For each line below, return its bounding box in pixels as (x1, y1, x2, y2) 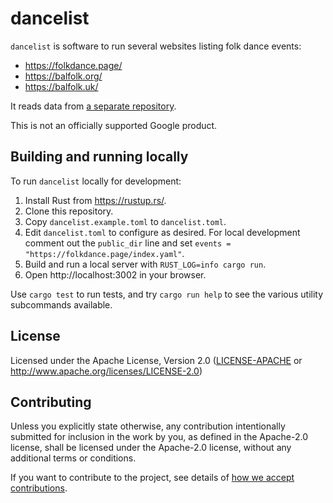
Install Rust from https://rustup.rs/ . (24, 194, 167, 206)
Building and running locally (10, 148, 189, 166)
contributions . (10, 482, 68, 494)
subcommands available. (10, 298, 113, 311)
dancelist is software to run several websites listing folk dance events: (10, 40, 302, 52)
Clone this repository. (24, 205, 114, 217)
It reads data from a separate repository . (10, 100, 177, 112)
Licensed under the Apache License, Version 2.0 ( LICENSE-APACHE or (10, 354, 303, 366)
